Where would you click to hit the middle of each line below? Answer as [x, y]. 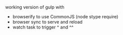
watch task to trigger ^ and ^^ [43, 27]
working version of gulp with [35, 7]
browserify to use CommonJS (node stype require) [65, 17]
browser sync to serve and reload [47, 22]
